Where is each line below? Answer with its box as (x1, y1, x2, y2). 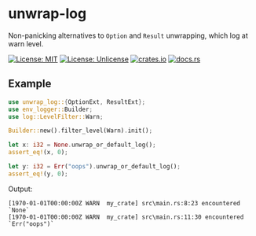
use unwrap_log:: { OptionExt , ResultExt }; (8, 98, 146, 106)
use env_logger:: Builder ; (8, 105, 93, 113)
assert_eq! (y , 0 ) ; (8, 170, 68, 178)
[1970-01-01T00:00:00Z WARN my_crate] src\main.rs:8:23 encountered (8, 199, 241, 207)
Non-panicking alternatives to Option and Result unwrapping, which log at (8, 31, 249, 40)
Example (8, 77, 52, 90)
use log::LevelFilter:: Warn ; (8, 112, 104, 120)
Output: (8, 184, 33, 194)
